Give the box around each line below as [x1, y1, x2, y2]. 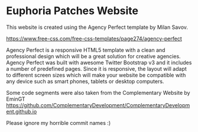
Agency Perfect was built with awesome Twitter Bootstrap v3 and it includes [6, 59, 192, 66]
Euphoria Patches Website [6, 4, 139, 18]
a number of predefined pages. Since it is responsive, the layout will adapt [6, 65, 187, 72]
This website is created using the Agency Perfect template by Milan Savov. [6, 24, 188, 31]
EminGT [6, 95, 25, 103]
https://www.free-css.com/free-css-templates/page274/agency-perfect [6, 35, 182, 42]
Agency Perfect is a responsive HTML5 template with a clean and [6, 46, 165, 54]
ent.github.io [6, 108, 37, 115]
